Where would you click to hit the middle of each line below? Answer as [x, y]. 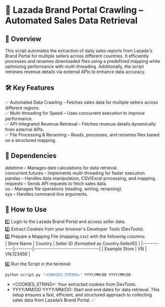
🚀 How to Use [26, 210]
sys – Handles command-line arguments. [47, 194]
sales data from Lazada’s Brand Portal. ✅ [54, 300]
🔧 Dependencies [31, 156]
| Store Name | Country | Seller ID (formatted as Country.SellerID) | [73, 244]
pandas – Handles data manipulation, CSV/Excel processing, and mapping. [81, 178]
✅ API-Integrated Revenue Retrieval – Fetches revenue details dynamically [81, 124]
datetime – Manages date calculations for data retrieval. [62, 168]
